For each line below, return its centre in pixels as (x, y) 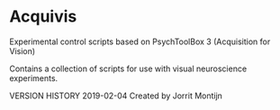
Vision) (23, 50)
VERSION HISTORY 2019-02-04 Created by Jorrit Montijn (116, 96)
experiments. (34, 78)
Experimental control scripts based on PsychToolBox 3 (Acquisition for (140, 41)
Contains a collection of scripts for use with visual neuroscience (128, 69)
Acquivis (43, 17)
